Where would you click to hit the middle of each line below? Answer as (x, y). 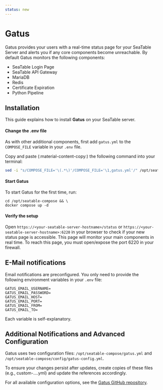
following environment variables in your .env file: (54, 280)
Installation (22, 108)
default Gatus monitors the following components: (55, 57)
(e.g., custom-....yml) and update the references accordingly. (66, 373)
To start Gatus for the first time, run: (41, 192)
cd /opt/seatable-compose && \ (37, 201)
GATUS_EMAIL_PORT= (24, 301)
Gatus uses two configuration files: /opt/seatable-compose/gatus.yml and (78, 354)
